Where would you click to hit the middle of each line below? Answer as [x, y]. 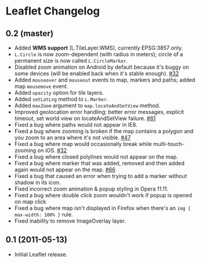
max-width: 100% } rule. [44, 214]
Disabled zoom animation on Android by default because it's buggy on [101, 67]
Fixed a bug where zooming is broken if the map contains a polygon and [104, 131]
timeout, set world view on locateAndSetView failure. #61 [85, 118]
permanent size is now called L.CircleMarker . [71, 61]
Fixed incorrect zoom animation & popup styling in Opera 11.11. [91, 189]
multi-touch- [169, 144]
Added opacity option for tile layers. [59, 93]
